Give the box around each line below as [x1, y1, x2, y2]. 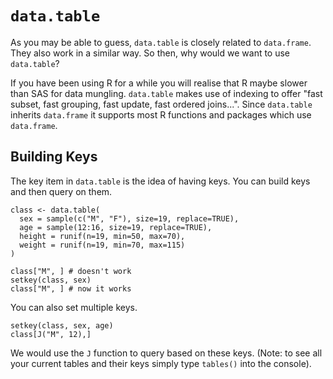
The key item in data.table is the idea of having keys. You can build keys [10, 175, 311, 187]
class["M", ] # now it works [10, 283, 132, 294]
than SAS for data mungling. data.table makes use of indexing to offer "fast [10, 87, 323, 99]
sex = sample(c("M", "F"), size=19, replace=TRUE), [19, 213, 240, 224]
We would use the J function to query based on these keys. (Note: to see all [10, 347, 323, 359]
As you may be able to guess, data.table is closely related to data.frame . [10, 36, 312, 48]
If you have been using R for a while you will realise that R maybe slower [10, 77, 308, 89]
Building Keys [10, 148, 98, 166]
